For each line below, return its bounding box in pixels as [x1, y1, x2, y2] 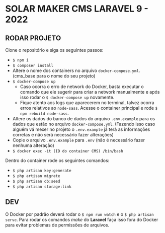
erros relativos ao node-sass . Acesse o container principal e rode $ [20, 105, 157, 111]
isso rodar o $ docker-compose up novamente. [20, 94, 115, 100]
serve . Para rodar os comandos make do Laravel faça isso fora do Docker [5, 216, 158, 222]
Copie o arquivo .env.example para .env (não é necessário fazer [12, 137, 145, 143]
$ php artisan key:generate [12, 168, 71, 173]
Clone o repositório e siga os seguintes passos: [5, 47, 104, 53]
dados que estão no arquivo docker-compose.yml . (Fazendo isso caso [12, 121, 155, 127]
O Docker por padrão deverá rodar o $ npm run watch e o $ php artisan [5, 211, 154, 217]
